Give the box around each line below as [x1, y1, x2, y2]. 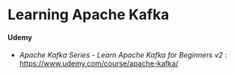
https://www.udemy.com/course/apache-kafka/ [19, 58, 178, 69]
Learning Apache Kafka [7, 6, 170, 24]
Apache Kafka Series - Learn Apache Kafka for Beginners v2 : [19, 50, 228, 60]
